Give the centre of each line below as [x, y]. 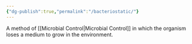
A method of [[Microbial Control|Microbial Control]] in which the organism [96, 28]
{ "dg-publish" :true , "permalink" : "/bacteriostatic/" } [73, 11]
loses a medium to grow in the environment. [60, 34]
